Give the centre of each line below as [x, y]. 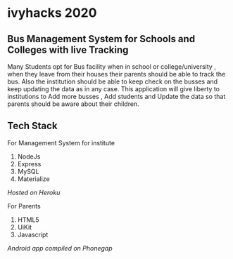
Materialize [34, 179]
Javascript [33, 234]
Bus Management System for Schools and [101, 39]
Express [29, 164]
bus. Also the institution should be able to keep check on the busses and [113, 81]
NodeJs [29, 157]
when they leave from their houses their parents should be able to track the [116, 74]
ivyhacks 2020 [52, 13]
